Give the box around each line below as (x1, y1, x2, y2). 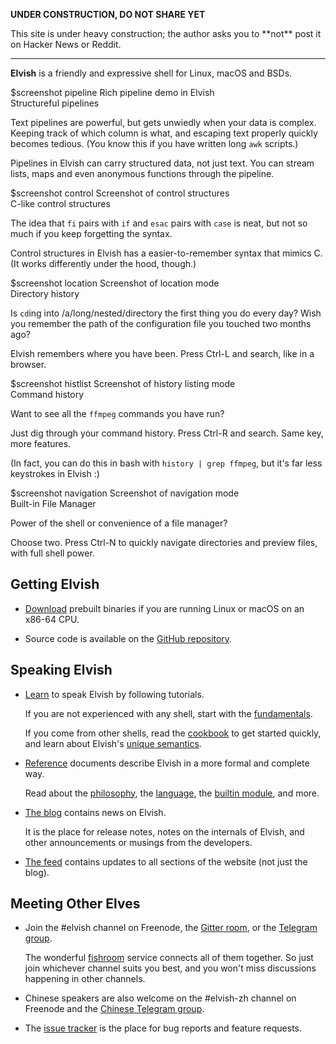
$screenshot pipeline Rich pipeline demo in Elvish (10, 87, 215, 98)
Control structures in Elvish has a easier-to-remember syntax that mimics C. (10, 247, 323, 259)
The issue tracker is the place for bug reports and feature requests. (24, 1022, 303, 1034)
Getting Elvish (10, 576, 100, 593)
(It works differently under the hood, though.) (10, 258, 197, 269)
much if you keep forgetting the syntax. (10, 228, 173, 239)
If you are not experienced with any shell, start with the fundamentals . (24, 707, 313, 719)
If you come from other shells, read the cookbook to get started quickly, (24, 727, 322, 739)
